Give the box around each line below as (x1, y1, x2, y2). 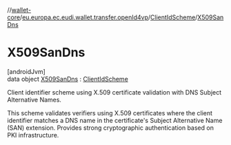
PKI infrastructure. (7, 130, 59, 139)
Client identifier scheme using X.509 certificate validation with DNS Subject (7, 88, 222, 96)
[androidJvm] (7, 67, 46, 75)
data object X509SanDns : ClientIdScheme (7, 75, 129, 83)
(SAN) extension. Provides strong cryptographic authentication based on (7, 124, 214, 132)
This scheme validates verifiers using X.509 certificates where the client (7, 108, 212, 117)
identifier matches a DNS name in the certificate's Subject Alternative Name (7, 116, 223, 124)
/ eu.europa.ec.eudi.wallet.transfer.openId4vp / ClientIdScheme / (19, 13, 198, 21)
